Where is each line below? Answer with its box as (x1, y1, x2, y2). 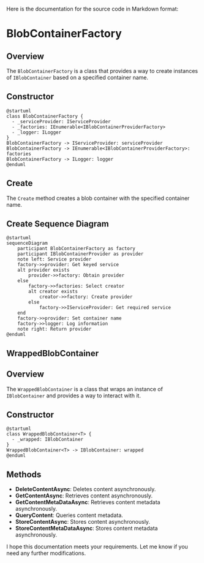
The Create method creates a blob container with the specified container (6, 194, 190, 202)
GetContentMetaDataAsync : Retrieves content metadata (15, 499, 161, 506)
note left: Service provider (17, 256, 92, 262)
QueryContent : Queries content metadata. (15, 511, 124, 519)
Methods (6, 469, 42, 480)
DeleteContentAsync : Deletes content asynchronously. (15, 486, 156, 493)
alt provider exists (17, 267, 70, 274)
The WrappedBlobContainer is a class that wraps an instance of (6, 385, 164, 393)
